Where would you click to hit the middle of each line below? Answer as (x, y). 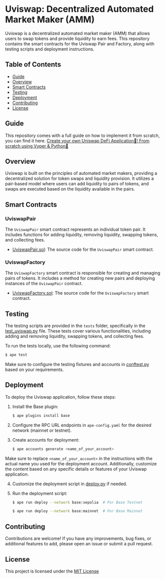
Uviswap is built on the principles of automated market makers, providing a (81, 173)
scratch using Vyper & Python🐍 (37, 146)
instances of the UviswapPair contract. (44, 284)
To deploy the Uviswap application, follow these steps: (61, 397)
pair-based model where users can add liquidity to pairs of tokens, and (77, 184)
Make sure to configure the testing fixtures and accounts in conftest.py (77, 365)
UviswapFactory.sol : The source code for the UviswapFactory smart (81, 293)
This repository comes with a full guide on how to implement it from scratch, (82, 135)
